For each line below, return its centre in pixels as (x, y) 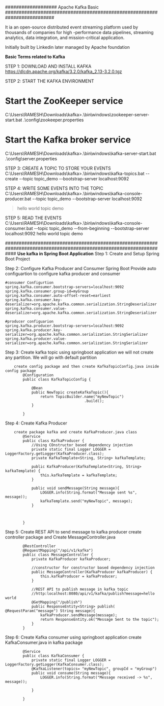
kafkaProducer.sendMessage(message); (79, 615)
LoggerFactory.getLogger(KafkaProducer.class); (55, 454)
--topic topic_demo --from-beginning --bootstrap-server (92, 228)
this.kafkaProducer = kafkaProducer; (79, 576)
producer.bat (18, 199)
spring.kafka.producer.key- (34, 330)
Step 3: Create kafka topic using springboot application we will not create (79, 352)
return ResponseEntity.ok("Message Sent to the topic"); (100, 619)
